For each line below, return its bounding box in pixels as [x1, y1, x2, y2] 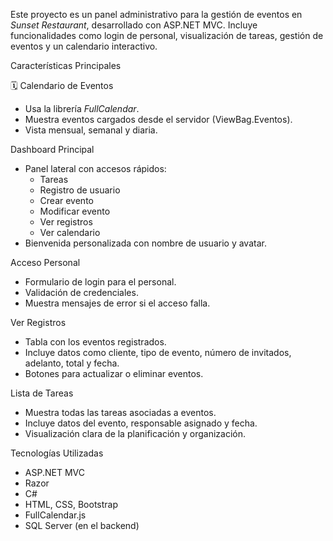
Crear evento [39, 195, 94, 206]
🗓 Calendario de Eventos [10, 80, 114, 91]
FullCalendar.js [24, 509, 87, 521]
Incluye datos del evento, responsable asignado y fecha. [24, 417, 258, 429]
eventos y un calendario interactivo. [10, 40, 158, 52]
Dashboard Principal [10, 144, 95, 155]
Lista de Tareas [10, 387, 74, 399]
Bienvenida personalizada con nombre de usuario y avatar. [24, 237, 267, 249]
